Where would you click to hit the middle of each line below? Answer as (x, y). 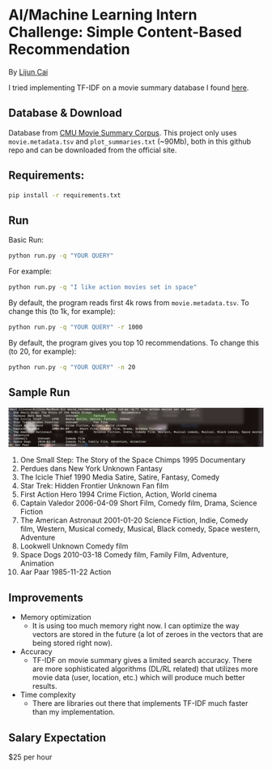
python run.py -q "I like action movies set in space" (103, 287)
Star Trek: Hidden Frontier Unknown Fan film (94, 486)
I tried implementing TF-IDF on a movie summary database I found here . (129, 88)
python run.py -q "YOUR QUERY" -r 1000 (76, 327)
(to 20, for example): (42, 351)
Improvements (46, 598)
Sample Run (39, 392)
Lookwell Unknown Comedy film (74, 546)
